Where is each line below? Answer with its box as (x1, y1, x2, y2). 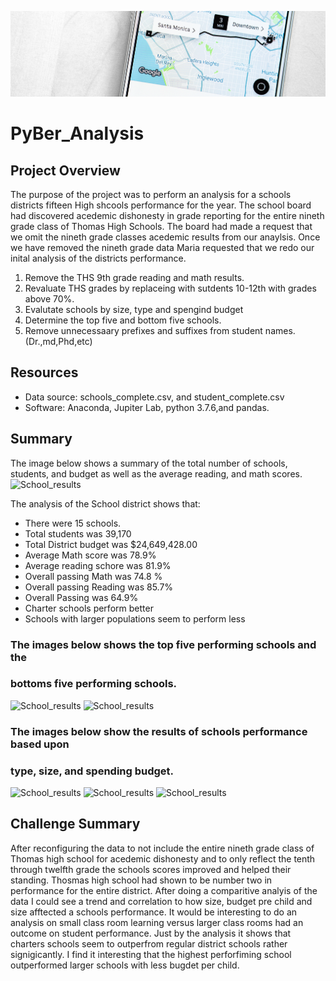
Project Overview (10, 162, 121, 179)
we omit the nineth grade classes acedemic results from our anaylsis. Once (10, 231, 321, 243)
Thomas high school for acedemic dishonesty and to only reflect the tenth (10, 852, 316, 865)
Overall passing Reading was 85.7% (24, 581, 174, 593)
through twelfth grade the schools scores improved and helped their (10, 863, 292, 875)
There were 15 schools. (24, 517, 122, 529)
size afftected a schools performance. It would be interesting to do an (10, 906, 298, 918)
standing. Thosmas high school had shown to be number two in (10, 874, 273, 886)
